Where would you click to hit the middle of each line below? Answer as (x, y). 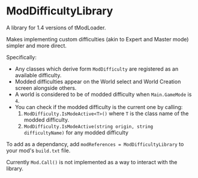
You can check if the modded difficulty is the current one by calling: (99, 107)
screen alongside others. (46, 88)
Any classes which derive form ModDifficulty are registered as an (97, 69)
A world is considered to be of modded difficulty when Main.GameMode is (103, 94)
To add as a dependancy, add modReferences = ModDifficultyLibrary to (95, 144)
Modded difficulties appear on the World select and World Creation (98, 82)
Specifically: (22, 57)
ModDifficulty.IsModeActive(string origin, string (88, 126)
